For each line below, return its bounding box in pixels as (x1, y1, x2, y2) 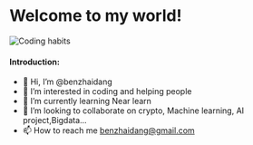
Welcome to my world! (9, 5, 182, 26)
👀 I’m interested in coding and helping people (22, 86, 192, 97)
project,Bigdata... (22, 115, 88, 126)
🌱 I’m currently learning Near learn (22, 96, 152, 107)
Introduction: (9, 56, 61, 67)
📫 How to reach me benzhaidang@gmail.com (22, 125, 195, 136)
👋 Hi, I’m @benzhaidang (22, 76, 113, 87)
